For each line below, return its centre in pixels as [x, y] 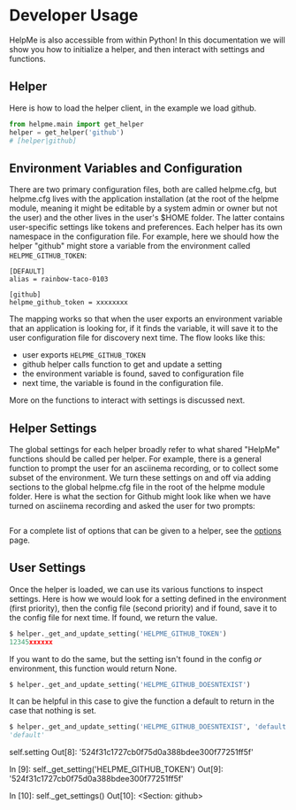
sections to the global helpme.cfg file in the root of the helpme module [137, 487]
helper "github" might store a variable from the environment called [130, 246]
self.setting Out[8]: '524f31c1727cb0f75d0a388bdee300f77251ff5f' [131, 752]
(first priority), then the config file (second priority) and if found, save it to [143, 608]
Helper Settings [53, 428]
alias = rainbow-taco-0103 [59, 280]
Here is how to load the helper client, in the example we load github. [133, 108]
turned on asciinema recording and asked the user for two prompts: [133, 506]
